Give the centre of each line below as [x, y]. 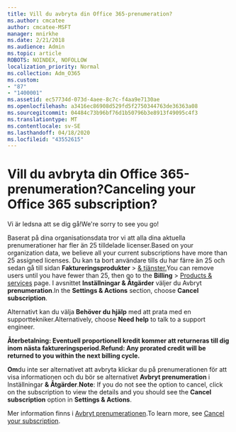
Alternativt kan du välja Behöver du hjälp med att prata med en [99, 312]
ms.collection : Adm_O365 [44, 73]
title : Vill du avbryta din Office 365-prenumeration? [90, 14]
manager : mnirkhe [33, 34]
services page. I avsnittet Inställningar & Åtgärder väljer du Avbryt [105, 283]
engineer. [21, 327]
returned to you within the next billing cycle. [74, 356]
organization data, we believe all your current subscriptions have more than [118, 253]
